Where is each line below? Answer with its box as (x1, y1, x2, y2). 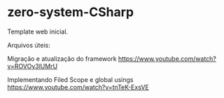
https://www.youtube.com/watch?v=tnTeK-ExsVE (7, 83, 149, 91)
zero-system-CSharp (7, 4, 134, 20)
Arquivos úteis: (7, 41, 50, 49)
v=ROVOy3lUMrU (7, 62, 58, 70)
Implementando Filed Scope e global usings (7, 75, 134, 84)
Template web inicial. (7, 27, 69, 36)
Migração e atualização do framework (7, 54, 117, 63)
